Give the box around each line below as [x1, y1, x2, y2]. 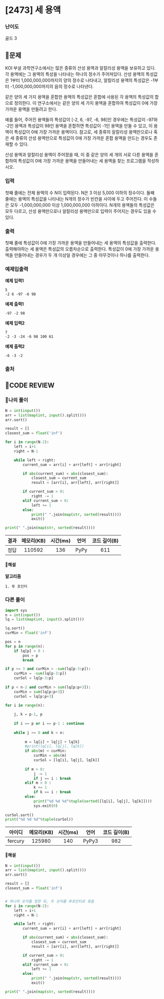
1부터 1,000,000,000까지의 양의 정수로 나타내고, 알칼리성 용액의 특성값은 [10, 77, 150, 84]
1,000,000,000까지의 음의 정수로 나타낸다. [12, 84, 94, 89]
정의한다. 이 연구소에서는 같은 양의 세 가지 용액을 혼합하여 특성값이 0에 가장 [14, 100, 158, 106]
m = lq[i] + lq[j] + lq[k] [24, 739, 80, 744]
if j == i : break [33, 776, 71, 781]
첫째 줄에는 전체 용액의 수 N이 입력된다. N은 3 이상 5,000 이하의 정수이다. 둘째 [5, 190, 155, 196]
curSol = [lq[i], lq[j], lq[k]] [33, 758, 99, 763]
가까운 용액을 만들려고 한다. [5, 106, 58, 112]
